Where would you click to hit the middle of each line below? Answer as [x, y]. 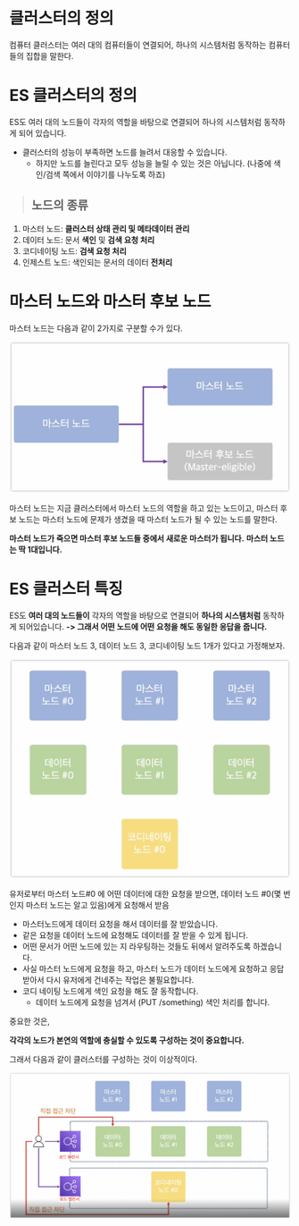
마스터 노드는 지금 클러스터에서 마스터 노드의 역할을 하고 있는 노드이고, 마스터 [144, 508]
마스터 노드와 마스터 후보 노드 [110, 301]
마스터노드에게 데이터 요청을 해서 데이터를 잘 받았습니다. [120, 924]
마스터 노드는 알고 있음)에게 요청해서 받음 [97, 905]
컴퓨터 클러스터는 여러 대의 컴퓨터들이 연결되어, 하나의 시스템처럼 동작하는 [138, 45]
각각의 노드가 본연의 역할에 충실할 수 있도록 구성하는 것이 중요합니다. [127, 1040]
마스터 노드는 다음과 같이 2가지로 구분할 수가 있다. [96, 328]
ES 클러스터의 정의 [73, 96]
